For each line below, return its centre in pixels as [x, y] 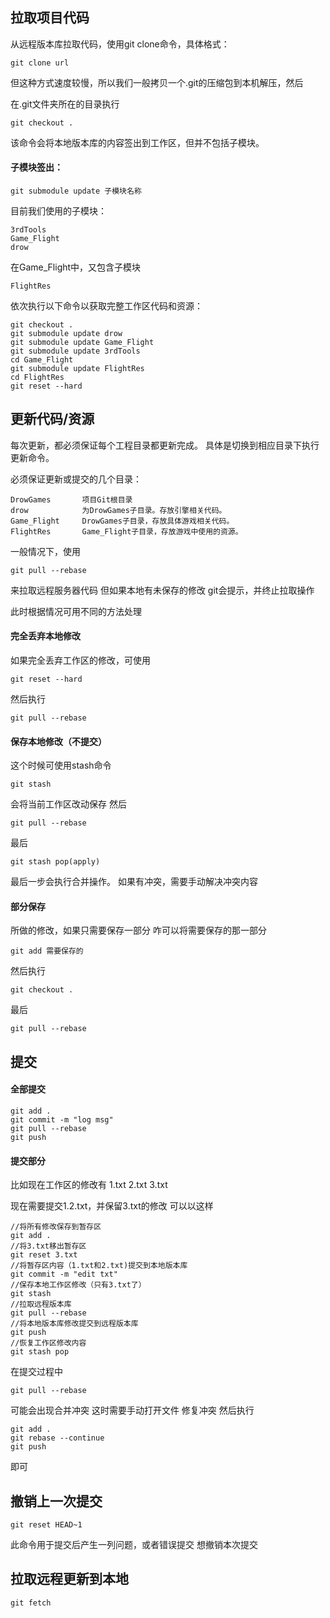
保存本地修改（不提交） [58, 741]
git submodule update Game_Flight [82, 343]
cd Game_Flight [42, 360]
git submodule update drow [66, 334]
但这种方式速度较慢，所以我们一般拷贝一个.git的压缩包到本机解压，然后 [157, 82]
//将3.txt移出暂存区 [48, 1246]
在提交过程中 [36, 1372]
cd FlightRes [37, 378]
